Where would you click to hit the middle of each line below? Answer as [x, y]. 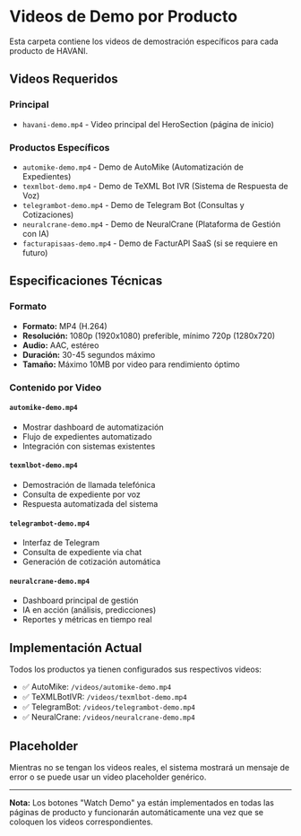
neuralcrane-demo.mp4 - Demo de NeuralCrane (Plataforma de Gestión [151, 224]
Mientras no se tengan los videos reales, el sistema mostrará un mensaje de [149, 767]
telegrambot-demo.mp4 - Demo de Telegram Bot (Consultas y [133, 205]
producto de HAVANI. [49, 50]
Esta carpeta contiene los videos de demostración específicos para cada [144, 41]
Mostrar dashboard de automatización [93, 427]
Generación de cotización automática [91, 562]
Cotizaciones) [48, 214]
